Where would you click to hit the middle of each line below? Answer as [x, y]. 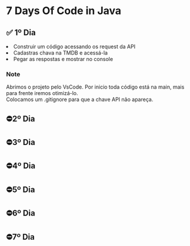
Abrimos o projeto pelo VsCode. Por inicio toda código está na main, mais [95, 87]
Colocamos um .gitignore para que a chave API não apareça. [80, 100]
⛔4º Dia [21, 166]
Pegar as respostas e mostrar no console [64, 59]
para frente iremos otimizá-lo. [42, 93]
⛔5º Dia [21, 189]
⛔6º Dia [21, 213]
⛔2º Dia [21, 119]
